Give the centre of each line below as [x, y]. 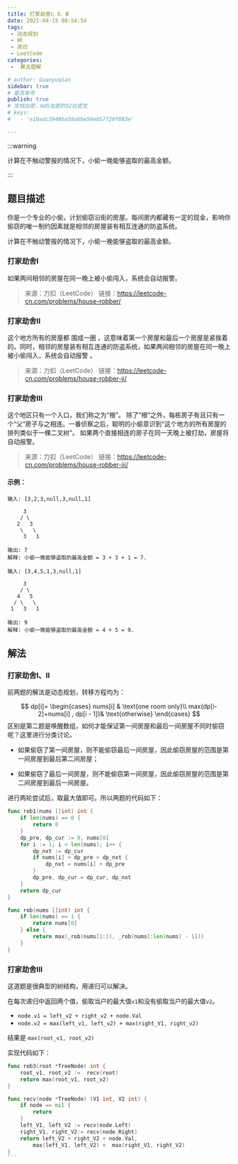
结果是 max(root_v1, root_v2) [51, 1038]
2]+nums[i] [54, 714]
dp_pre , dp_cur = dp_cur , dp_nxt [82, 878]
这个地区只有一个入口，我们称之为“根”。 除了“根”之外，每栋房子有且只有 [113, 415]
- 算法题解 [26, 67]
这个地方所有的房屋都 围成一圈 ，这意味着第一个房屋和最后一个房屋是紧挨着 [118, 338]
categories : [25, 60]
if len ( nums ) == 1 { [50, 917]
